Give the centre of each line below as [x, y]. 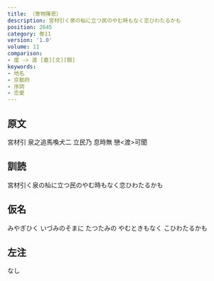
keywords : [22, 67]
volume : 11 [23, 47]
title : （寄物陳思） [34, 14]
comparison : [25, 54]
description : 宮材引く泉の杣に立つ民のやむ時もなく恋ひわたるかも [94, 21]
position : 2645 [30, 27]
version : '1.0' [30, 40]
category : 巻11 [29, 34]
